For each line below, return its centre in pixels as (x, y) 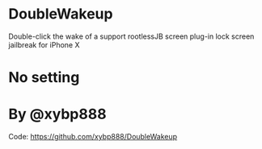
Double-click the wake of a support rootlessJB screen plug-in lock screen (131, 36)
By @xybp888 (57, 114)
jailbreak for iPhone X (44, 44)
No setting (44, 78)
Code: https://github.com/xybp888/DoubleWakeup (93, 137)
